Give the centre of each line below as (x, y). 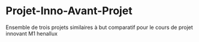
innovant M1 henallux (32, 33)
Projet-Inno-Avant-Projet (69, 11)
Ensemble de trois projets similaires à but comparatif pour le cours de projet (99, 27)
